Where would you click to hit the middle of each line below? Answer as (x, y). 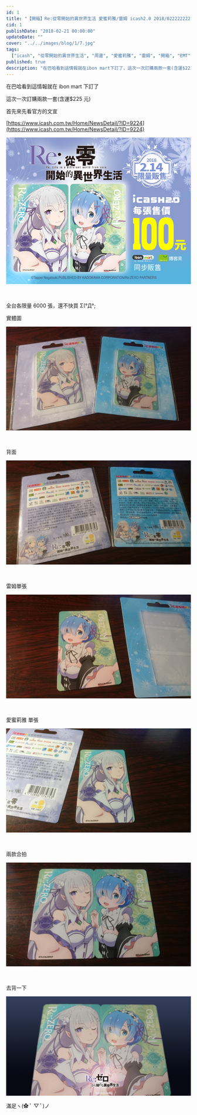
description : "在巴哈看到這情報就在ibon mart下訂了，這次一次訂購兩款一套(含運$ (96, 68)
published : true (26, 62)
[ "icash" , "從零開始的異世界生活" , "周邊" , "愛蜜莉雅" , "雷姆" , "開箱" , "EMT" (101, 56)
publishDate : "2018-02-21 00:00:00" (51, 31)
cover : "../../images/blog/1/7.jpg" (51, 43)
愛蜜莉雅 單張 (22, 720)
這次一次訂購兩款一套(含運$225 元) (48, 99)
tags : (13, 50)
